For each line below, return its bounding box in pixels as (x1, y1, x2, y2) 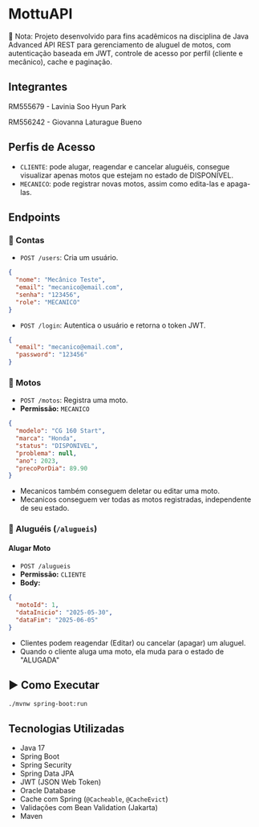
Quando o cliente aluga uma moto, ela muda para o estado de (19, 646, 225, 656)
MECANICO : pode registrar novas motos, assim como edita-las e (19, 178, 225, 189)
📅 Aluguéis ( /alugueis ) (8, 523, 98, 535)
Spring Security (19, 760, 72, 770)
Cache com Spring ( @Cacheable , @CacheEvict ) (19, 794, 168, 804)
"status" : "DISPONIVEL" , (15, 442, 99, 450)
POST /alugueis (19, 563, 71, 571)
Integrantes (8, 80, 68, 94)
